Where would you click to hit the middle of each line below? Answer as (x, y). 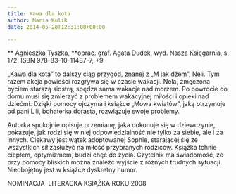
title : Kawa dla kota (39, 14)
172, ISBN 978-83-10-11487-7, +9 (55, 60)
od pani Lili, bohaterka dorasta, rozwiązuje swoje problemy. (93, 111)
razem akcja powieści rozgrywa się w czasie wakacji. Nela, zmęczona (108, 82)
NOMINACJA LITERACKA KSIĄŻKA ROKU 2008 (77, 183)
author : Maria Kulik (38, 20)
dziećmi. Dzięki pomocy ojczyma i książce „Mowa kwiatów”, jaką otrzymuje (117, 104)
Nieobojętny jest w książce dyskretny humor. (73, 170)
